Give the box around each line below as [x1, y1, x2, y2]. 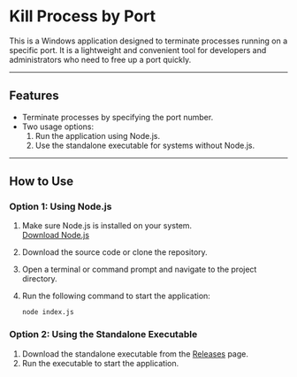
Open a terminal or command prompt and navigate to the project [21, 264, 257, 275]
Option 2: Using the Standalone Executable [9, 328, 198, 341]
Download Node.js [21, 230, 90, 241]
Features [9, 88, 59, 104]
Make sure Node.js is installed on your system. [21, 220, 193, 231]
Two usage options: [21, 121, 95, 132]
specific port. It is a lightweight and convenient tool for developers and [9, 44, 267, 55]
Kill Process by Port [9, 6, 156, 27]
